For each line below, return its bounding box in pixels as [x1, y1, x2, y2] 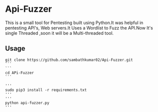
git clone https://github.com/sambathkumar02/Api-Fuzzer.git [5, 57, 133, 62]
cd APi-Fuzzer [5, 70, 34, 75]
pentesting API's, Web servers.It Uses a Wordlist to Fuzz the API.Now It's [5, 25, 154, 30]
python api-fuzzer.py [5, 100, 50, 105]
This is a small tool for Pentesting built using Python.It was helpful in [5, 20, 144, 26]
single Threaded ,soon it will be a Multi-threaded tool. [5, 30, 114, 36]
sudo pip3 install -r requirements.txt [5, 87, 87, 92]
